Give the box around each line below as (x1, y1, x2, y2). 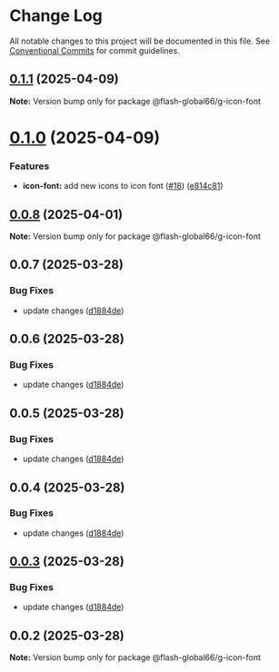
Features (9, 160, 50, 173)
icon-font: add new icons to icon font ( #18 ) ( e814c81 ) (22, 181, 224, 192)
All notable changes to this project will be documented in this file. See (9, 35, 271, 46)
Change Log (9, 5, 103, 26)
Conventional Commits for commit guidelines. (9, 44, 180, 55)
